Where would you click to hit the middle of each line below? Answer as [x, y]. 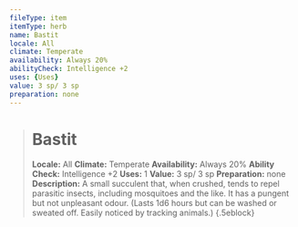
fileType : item [38, 18]
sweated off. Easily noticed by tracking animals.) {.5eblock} [143, 213]
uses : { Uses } [34, 77]
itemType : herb [38, 26]
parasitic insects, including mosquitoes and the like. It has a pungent [160, 193]
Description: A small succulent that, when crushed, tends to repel [155, 184]
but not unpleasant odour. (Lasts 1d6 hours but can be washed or [154, 203]
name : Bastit [34, 35]
